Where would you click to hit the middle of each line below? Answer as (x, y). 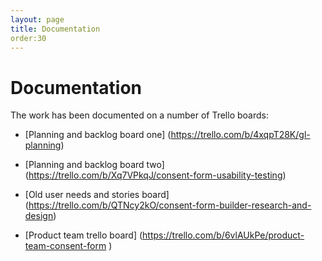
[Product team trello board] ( (83, 235)
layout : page (37, 19)
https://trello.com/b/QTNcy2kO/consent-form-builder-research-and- (170, 205)
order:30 (28, 38)
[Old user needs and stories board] (97, 195)
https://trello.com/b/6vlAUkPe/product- (223, 235)
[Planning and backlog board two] (94, 165)
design (39, 216)
